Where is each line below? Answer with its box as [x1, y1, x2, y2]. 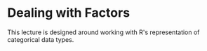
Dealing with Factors [7, 5, 131, 21]
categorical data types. [7, 35, 74, 43]
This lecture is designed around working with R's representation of [7, 28, 200, 36]
